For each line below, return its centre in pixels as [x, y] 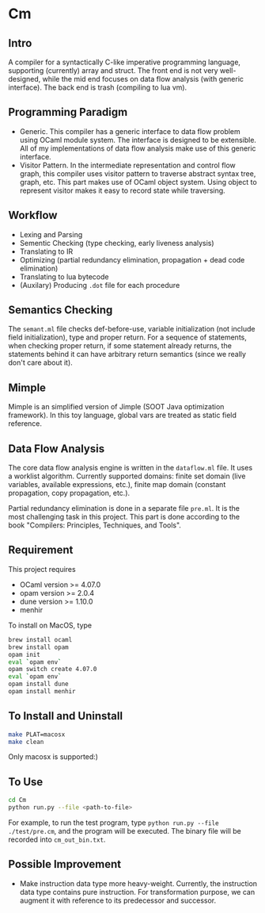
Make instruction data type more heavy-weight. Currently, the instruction [138, 883]
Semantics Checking [61, 310]
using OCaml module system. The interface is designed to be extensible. [138, 140]
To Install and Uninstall [66, 716]
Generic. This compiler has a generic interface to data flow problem [130, 131]
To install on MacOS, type [50, 625]
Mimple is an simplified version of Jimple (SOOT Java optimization [116, 407]
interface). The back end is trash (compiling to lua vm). [98, 87]
